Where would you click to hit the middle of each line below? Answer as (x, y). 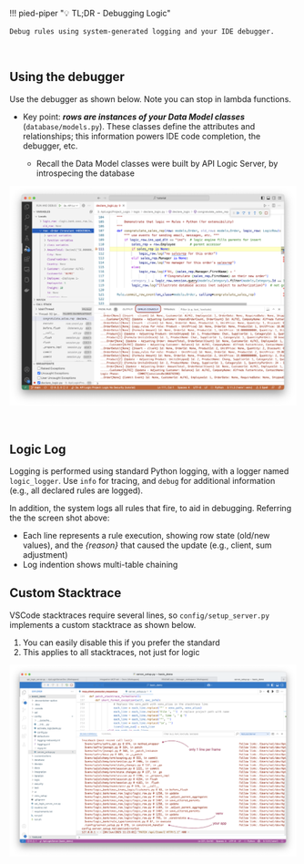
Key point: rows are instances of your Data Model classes (134, 117)
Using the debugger (67, 77)
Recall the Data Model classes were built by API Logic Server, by (157, 163)
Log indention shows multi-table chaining (100, 564)
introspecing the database (85, 173)
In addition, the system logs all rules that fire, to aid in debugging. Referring (151, 508)
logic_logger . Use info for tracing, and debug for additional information (142, 480)
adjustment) (45, 554)
